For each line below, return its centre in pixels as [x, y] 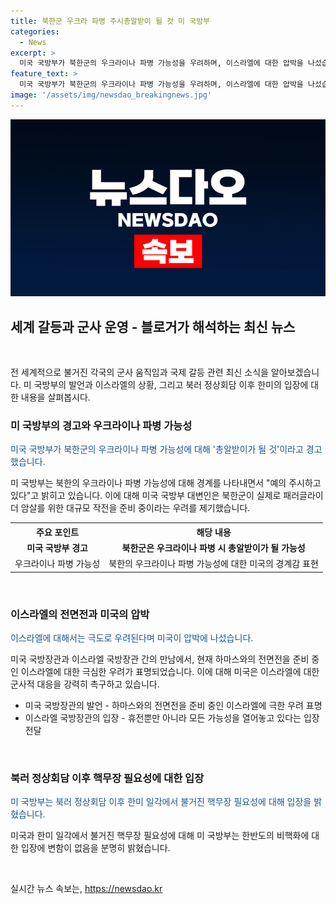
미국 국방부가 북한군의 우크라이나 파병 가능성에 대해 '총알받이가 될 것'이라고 [157, 449]
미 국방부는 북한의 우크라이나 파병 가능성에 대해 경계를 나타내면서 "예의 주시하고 [166, 483]
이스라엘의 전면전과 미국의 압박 [80, 614]
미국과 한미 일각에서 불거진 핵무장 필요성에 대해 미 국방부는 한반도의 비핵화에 [160, 836]
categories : [35, 31]
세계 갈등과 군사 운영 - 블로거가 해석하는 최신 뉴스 [153, 326]
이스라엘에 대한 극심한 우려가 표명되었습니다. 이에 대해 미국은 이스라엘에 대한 [170, 672]
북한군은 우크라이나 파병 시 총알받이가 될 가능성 [213, 548]
